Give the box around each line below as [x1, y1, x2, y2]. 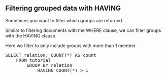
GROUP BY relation [26, 62, 73, 68]
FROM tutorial [16, 57, 51, 63]
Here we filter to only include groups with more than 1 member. [5, 43, 137, 49]
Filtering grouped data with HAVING [5, 4, 121, 13]
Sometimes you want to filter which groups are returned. [5, 17, 123, 23]
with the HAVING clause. [5, 32, 57, 38]
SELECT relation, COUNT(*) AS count [5, 52, 96, 58]
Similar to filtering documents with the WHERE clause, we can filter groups [5, 27, 161, 33]
